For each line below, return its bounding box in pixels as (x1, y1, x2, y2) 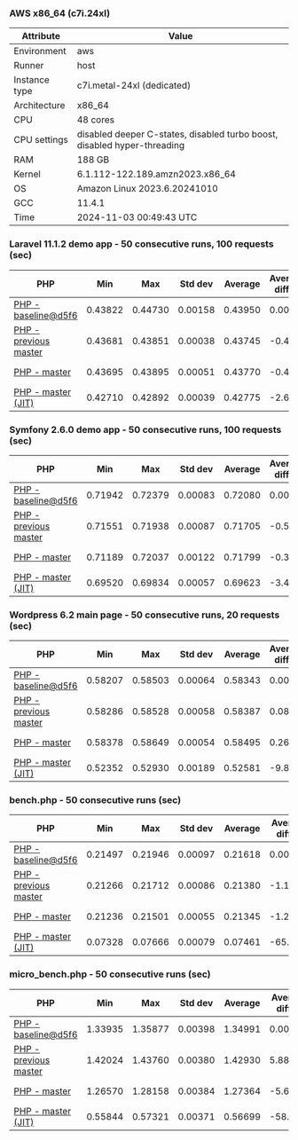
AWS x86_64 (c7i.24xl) (9, 7, 111, 20)
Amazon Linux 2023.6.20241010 (76, 183, 219, 195)
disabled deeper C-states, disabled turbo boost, (76, 128, 278, 140)
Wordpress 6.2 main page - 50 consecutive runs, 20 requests (9, 609, 280, 621)
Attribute (21, 30, 60, 43)
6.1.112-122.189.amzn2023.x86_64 (76, 168, 237, 180)
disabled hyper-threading (76, 139, 184, 152)
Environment (13, 45, 67, 58)
